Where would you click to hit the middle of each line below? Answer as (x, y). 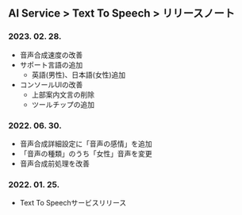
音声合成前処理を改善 (54, 163)
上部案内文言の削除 (63, 94)
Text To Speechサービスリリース (73, 203)
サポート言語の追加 (51, 64)
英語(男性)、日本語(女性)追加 (79, 75)
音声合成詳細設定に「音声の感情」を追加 (86, 144)
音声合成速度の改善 (51, 55)
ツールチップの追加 (63, 104)
